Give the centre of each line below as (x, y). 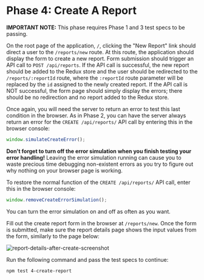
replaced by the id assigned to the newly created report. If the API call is (97, 84)
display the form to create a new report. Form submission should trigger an (100, 58)
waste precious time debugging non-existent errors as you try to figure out (100, 164)
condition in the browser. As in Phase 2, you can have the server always (96, 115)
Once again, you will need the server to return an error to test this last (93, 109)
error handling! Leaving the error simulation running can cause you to (94, 157)
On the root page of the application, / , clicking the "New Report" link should (101, 46)
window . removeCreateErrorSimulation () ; (57, 200)
